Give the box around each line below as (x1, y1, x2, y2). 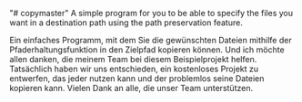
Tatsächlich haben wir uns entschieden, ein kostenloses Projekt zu (9, 63, 259, 74)
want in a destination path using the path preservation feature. (9, 17, 243, 28)
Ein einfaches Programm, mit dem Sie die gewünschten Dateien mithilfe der (9, 35, 293, 45)
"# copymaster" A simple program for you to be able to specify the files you (9, 8, 294, 18)
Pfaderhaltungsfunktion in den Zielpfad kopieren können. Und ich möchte (9, 44, 285, 55)
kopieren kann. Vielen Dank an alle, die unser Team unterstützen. (9, 83, 253, 93)
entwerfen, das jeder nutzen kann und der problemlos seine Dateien (9, 73, 265, 84)
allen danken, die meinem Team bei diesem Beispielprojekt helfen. (9, 54, 257, 64)
